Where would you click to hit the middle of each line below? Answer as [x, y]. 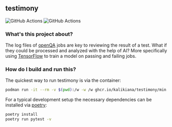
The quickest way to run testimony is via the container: [63, 80]
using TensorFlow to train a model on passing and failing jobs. [71, 56]
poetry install [22, 115]
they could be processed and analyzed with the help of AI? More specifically [86, 51]
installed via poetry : [26, 105]
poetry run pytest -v [28, 119]
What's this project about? [39, 34]
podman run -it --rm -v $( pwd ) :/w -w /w [49, 90]
